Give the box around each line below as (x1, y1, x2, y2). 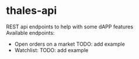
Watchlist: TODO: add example (14, 46, 89, 53)
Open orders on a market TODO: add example (14, 40, 126, 47)
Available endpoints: (6, 29, 55, 36)
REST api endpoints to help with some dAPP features (6, 23, 133, 30)
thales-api (6, 4, 57, 17)
